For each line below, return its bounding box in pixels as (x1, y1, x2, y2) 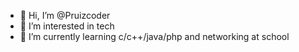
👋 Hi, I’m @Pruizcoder (19, 10, 111, 21)
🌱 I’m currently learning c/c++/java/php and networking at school (19, 31, 290, 42)
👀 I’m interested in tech (19, 20, 115, 32)
